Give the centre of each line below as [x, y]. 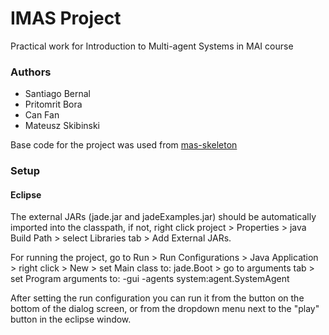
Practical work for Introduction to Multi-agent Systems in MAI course [152, 46]
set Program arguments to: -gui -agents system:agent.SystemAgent [150, 279]
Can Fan [42, 115]
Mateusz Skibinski [62, 126]
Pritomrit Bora [53, 104]
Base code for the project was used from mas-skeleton [124, 145]
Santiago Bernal [57, 94]
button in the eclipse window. [71, 319]
